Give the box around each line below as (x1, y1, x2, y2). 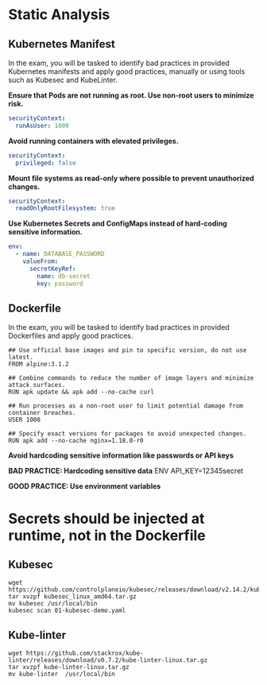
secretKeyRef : (29, 265, 77, 273)
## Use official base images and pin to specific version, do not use (8, 346, 247, 354)
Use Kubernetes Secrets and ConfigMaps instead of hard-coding (8, 219, 228, 228)
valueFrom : (22, 257, 59, 265)
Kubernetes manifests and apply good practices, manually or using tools (8, 67, 246, 76)
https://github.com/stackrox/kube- (25, 649, 145, 657)
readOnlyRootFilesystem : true (15, 204, 115, 212)
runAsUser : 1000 (15, 122, 69, 130)
